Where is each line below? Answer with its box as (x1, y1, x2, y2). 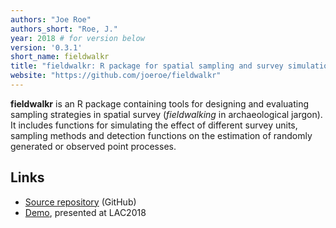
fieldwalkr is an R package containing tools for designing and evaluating (10, 97, 309, 110)
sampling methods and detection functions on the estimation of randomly (10, 129, 313, 141)
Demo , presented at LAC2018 (24, 206, 147, 218)
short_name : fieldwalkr (10, 52, 110, 62)
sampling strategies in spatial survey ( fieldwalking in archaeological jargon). (10, 108, 323, 120)
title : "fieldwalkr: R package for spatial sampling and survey (10, 61, 284, 71)
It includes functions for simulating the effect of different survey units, (10, 119, 298, 131)
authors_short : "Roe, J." (10, 24, 118, 34)
